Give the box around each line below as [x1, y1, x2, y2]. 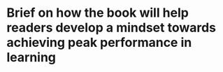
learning [6, 50, 57, 66]
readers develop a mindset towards [6, 20, 216, 36]
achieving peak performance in [6, 35, 192, 50]
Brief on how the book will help [6, 5, 189, 21]
